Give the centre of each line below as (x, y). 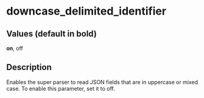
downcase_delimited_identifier (86, 11)
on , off (15, 48)
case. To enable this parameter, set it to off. (61, 88)
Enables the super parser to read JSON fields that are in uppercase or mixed (102, 82)
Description (29, 67)
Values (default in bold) (52, 34)
